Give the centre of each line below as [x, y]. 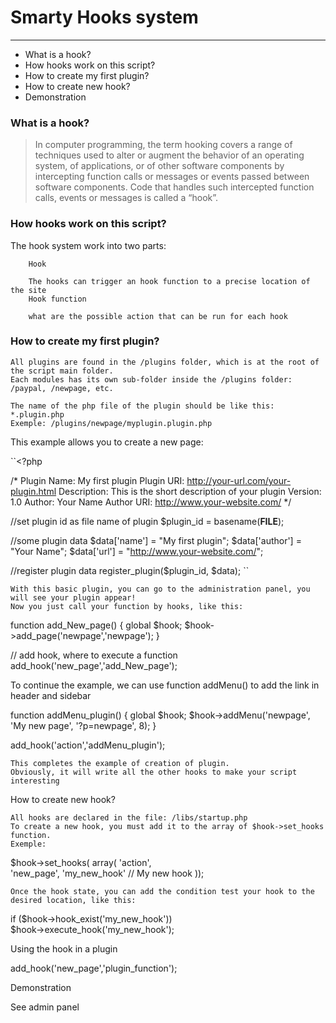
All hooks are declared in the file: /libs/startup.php [129, 817]
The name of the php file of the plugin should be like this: [142, 406]
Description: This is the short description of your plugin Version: [190, 491]
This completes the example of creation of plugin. [120, 763]
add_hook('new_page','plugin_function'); [94, 968]
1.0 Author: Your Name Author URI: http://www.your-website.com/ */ [151, 502]
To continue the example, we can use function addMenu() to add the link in [165, 685]
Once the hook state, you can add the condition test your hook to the [162, 891]
